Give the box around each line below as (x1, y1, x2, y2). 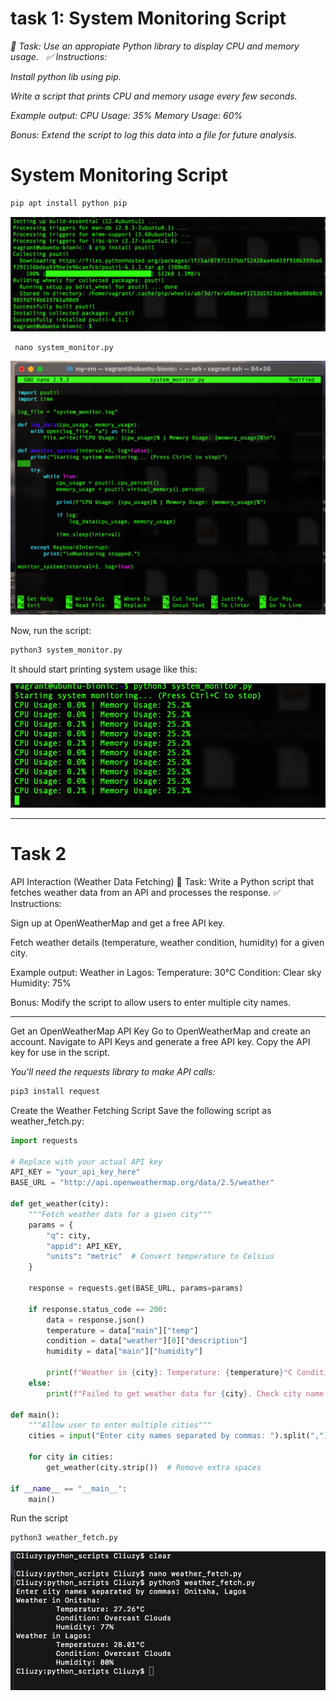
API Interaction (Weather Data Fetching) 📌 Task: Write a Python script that (10, 875, 315, 887)
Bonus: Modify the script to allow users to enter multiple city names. (10, 996, 292, 1008)
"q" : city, (46, 1230, 92, 1241)
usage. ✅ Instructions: (10, 50, 108, 62)
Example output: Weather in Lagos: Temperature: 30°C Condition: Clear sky (10, 966, 322, 978)
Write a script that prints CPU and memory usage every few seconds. (10, 90, 298, 102)
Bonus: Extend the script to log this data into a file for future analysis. (10, 128, 298, 141)
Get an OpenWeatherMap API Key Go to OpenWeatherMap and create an (10, 1025, 311, 1037)
